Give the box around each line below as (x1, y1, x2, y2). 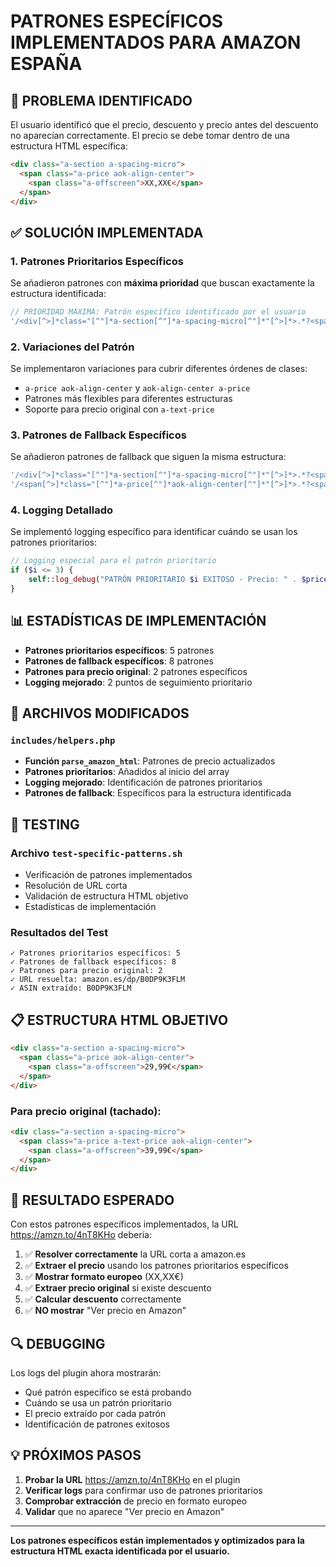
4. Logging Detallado (10, 503, 113, 517)
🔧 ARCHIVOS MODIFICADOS (10, 705, 190, 722)
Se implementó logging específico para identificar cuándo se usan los (10, 526, 298, 538)
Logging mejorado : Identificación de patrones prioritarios (24, 776, 263, 789)
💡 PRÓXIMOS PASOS (10, 1447, 142, 1464)
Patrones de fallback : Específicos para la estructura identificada (24, 787, 292, 799)
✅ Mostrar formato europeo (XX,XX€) (24, 1271, 184, 1283)
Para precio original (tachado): (10, 1104, 162, 1118)
